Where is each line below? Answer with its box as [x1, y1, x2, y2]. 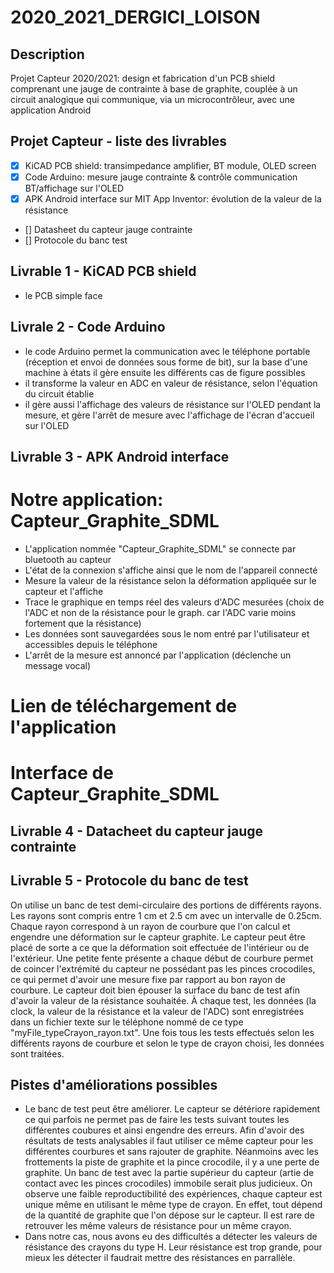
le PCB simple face [24, 289, 103, 301]
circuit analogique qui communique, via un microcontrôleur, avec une [10, 94, 295, 105]
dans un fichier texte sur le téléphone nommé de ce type [10, 1016, 244, 1028]
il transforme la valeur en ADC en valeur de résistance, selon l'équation [24, 377, 318, 389]
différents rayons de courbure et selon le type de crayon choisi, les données [10, 1037, 325, 1049]
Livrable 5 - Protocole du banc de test [10, 872, 249, 890]
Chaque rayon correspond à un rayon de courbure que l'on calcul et [10, 920, 291, 932]
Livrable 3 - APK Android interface [10, 449, 230, 466]
